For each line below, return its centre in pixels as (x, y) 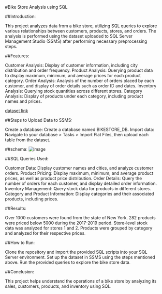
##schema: (16, 149)
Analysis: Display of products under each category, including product (74, 96)
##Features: (17, 56)
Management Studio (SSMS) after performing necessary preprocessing (76, 41)
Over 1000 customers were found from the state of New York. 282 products (80, 218)
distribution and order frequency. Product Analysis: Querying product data (79, 70)
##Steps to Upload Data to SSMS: (39, 120)
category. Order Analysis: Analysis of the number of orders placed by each (80, 81)
